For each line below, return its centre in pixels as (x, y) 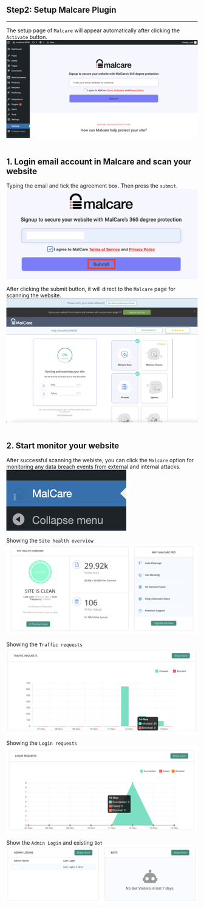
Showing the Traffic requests (45, 644)
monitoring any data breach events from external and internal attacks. (93, 467)
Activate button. (27, 37)
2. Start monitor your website (63, 446)
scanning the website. (34, 295)
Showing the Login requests (42, 743)
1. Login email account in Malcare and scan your (99, 162)
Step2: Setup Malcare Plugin (61, 10)
